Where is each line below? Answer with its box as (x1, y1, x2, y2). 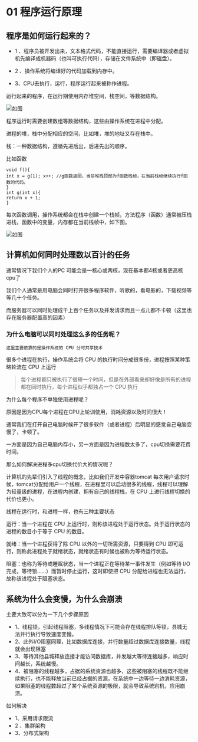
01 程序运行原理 (6, 5, 82, 19)
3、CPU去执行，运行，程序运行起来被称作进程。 (14, 80, 133, 87)
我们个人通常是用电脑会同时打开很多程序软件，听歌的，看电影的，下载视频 (6, 287, 187, 294)
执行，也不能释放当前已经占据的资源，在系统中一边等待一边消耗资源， (19, 675, 190, 682)
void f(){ (6, 167, 31, 173)
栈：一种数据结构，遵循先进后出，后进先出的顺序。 (6, 143, 130, 149)
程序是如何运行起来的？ (6, 31, 91, 41)
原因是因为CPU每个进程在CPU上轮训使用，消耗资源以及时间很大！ (6, 408, 168, 416)
